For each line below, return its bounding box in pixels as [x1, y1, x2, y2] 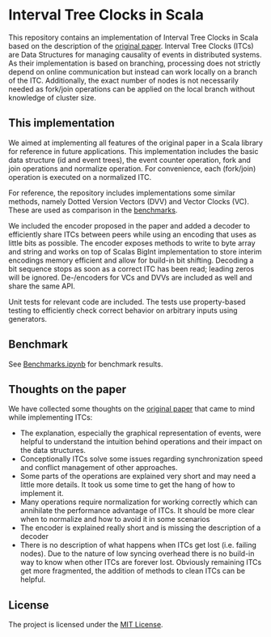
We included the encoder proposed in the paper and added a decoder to [8, 220, 251, 230]
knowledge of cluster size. [8, 92, 97, 102]
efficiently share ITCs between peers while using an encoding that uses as [8, 229, 257, 239]
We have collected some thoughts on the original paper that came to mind [8, 404, 256, 414]
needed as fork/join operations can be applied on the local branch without [8, 83, 256, 94]
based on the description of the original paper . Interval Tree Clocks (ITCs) [8, 41, 254, 50]
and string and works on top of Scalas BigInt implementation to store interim [8, 246, 262, 256]
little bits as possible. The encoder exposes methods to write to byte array [8, 237, 256, 248]
